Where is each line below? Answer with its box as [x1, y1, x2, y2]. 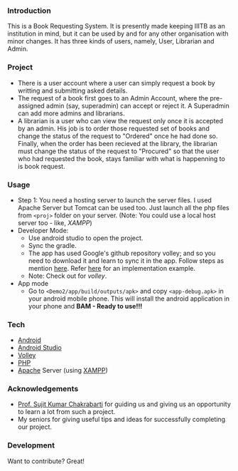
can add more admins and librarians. [17, 109, 125, 118]
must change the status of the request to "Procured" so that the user [17, 147, 220, 155]
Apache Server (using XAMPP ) [17, 366, 108, 375]
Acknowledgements [7, 384, 79, 394]
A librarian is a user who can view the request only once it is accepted [17, 116, 224, 125]
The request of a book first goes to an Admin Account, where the [17, 93, 208, 102]
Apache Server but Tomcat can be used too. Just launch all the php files [17, 203, 229, 212]
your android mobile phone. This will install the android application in [28, 294, 229, 303]
